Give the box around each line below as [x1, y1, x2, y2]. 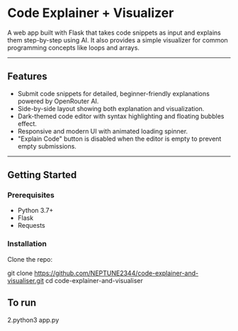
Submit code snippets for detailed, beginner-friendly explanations [17, 89, 210, 98]
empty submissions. [17, 141, 76, 150]
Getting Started [7, 169, 77, 181]
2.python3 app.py [7, 315, 59, 324]
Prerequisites [7, 190, 55, 200]
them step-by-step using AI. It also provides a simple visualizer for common [7, 35, 228, 44]
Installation [7, 239, 47, 249]
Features [7, 71, 47, 83]
